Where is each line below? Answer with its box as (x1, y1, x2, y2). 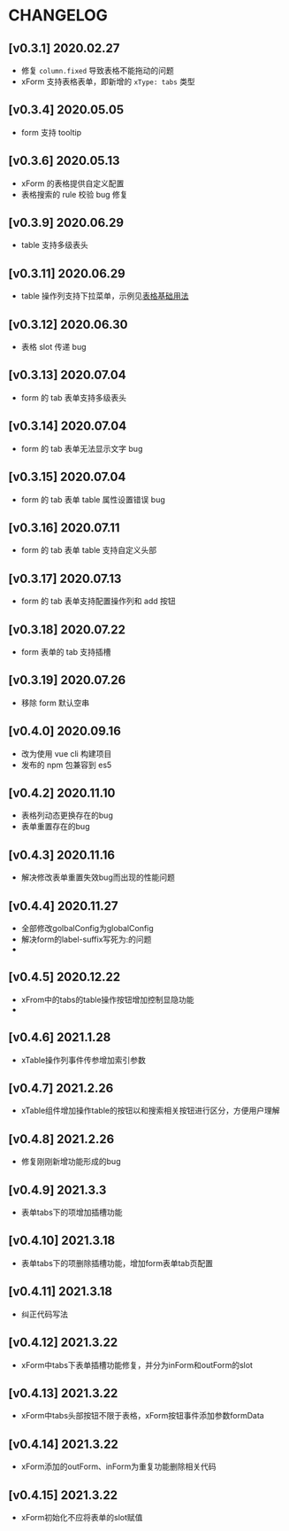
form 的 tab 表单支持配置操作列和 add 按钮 (20, 595, 176, 607)
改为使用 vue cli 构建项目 (20, 748, 112, 758)
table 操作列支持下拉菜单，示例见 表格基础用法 (20, 291, 189, 301)
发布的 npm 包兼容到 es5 (20, 759, 112, 770)
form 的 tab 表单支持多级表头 (20, 392, 127, 403)
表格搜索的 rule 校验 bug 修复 (20, 189, 129, 199)
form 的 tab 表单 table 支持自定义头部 (20, 545, 157, 556)
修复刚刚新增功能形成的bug (20, 1156, 121, 1167)
